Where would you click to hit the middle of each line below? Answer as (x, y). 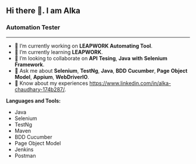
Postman (25, 155)
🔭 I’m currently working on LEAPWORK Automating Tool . (83, 46)
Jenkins (24, 149)
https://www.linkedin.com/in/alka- (130, 83)
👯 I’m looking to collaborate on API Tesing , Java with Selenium (91, 58)
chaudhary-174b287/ (40, 89)
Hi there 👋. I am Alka (43, 11)
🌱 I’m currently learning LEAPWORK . (59, 52)
